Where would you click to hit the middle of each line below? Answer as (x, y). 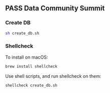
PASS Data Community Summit (55, 8)
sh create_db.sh (22, 33)
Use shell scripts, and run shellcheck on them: (53, 76)
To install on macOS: (27, 57)
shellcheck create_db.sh (31, 85)
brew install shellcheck (31, 66)
